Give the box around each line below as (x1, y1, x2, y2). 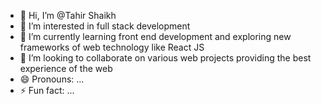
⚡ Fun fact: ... (19, 85, 75, 96)
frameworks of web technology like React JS (19, 41, 205, 53)
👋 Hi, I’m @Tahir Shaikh (19, 10, 117, 21)
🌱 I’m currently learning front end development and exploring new (19, 31, 292, 42)
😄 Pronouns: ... (19, 73, 85, 85)
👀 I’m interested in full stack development (19, 20, 191, 32)
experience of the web (19, 63, 113, 74)
